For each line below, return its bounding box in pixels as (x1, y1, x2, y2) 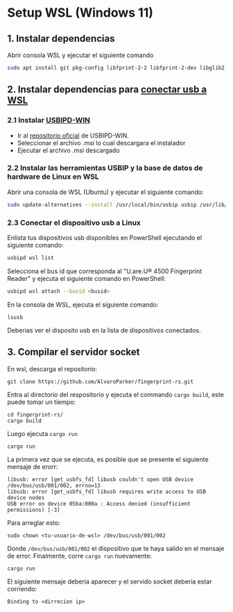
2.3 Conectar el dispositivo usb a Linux (7, 218, 141, 227)
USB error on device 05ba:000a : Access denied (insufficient (7, 500, 191, 507)
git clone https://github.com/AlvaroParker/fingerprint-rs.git (7, 378, 194, 385)
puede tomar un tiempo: (7, 398, 76, 406)
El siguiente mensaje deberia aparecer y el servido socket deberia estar (7, 577, 212, 586)
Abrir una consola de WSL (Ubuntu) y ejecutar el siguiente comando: (7, 188, 204, 196)
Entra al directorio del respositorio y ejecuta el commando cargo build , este (7, 390, 224, 398)
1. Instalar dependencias (7, 33, 115, 45)
